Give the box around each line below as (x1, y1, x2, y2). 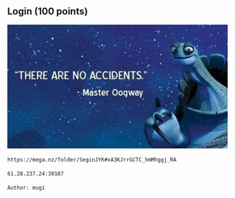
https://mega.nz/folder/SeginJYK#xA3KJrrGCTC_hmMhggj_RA (7, 157, 177, 164)
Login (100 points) (7, 6, 89, 17)
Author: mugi (7, 185, 45, 192)
